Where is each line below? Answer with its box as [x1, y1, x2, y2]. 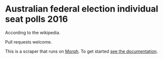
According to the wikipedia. [5, 29, 61, 35]
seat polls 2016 [5, 14, 68, 25]
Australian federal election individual [5, 3, 159, 15]
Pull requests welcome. [5, 39, 52, 44]
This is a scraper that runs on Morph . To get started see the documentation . [5, 48, 158, 54]
